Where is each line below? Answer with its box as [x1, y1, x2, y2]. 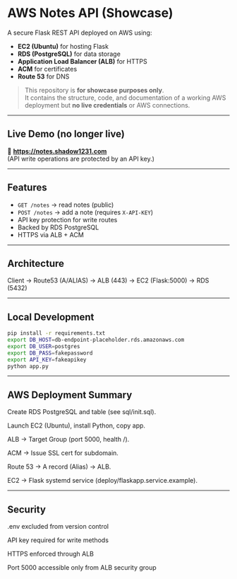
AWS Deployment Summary [7, 389, 133, 401]
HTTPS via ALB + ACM [17, 230, 85, 239]
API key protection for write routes [17, 215, 118, 224]
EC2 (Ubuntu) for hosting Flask [17, 42, 109, 50]
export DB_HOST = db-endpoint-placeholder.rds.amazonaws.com [7, 336, 185, 344]
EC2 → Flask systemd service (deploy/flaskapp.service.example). [7, 476, 198, 485]
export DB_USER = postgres [7, 343, 80, 350]
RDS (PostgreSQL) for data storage [17, 50, 121, 58]
